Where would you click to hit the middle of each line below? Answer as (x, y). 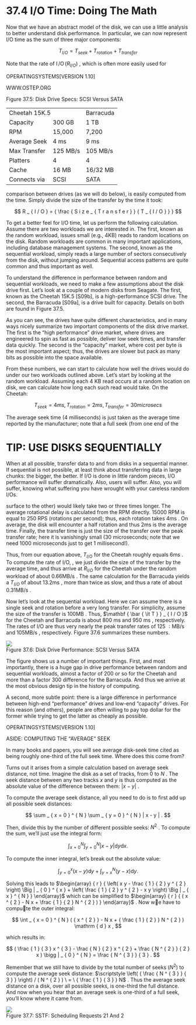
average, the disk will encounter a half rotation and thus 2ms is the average (97, 525)
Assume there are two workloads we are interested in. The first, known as (95, 229)
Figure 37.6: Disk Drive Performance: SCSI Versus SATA (73, 649)
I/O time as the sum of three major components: (64, 39)
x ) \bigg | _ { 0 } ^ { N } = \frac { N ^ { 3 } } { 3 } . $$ (98, 955)
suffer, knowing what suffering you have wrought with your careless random (98, 488)
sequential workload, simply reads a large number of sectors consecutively (96, 253)
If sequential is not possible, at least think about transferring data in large (94, 470)
